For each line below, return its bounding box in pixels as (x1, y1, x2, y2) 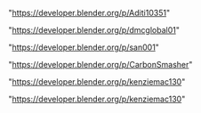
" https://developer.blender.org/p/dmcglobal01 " (8, 25, 180, 35)
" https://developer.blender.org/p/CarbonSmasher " (8, 60, 193, 69)
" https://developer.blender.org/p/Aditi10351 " (8, 8, 171, 18)
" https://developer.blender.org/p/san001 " (8, 42, 159, 52)
